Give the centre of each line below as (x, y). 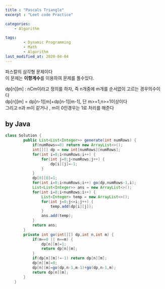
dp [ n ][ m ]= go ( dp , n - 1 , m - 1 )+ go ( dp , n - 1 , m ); (74, 267)
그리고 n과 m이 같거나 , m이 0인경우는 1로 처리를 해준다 (60, 107)
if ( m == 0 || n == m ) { (52, 239)
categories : (18, 24)
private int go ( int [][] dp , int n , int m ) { (69, 234)
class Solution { (23, 136)
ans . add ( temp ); (57, 216)
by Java (18, 124)
